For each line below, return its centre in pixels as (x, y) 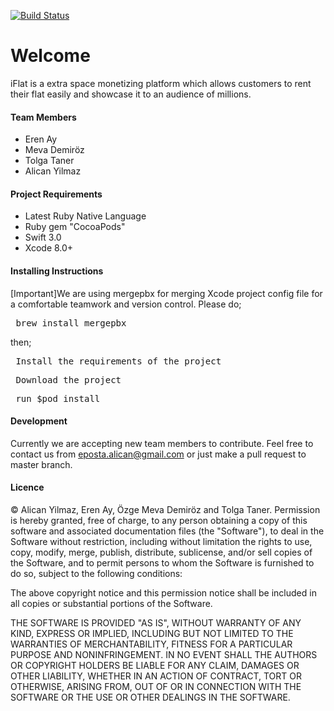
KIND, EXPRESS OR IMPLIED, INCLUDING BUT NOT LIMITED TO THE (152, 633)
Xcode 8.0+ (49, 248)
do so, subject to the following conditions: (96, 573)
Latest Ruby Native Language (85, 216)
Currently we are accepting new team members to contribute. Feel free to (162, 443)
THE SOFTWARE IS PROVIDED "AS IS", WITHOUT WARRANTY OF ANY (156, 622)
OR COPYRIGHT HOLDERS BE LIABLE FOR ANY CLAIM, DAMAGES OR (155, 665)
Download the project (68, 379)
